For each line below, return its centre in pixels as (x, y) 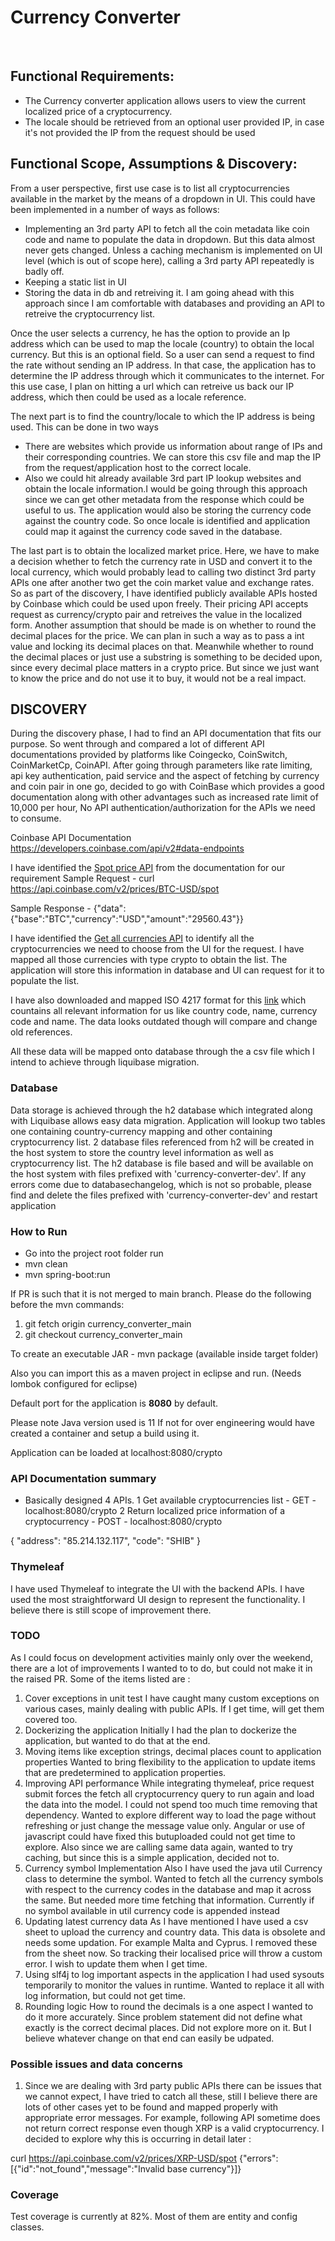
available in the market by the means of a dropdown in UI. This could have (163, 198)
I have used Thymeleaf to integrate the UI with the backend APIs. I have (157, 1588)
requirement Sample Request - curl (82, 878)
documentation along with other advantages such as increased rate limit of (164, 797)
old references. (41, 1032)
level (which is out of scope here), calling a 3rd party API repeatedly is (169, 260)
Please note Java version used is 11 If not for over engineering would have (162, 1422)
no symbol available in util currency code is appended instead (152, 1910)
